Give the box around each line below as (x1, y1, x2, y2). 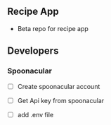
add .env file (17, 110, 54, 119)
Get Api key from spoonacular (17, 96, 105, 105)
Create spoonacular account (17, 82, 100, 90)
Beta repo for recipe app (17, 24, 89, 32)
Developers (7, 45, 59, 57)
